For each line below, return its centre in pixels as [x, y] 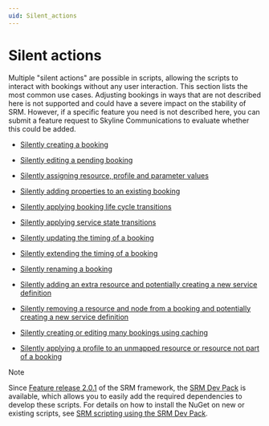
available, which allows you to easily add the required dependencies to [125, 396]
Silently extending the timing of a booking [89, 253]
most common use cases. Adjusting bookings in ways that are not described [134, 95]
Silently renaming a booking [66, 269]
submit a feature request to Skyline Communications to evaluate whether [129, 120]
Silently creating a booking [64, 144]
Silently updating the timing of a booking [87, 237]
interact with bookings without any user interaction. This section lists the [128, 86]
